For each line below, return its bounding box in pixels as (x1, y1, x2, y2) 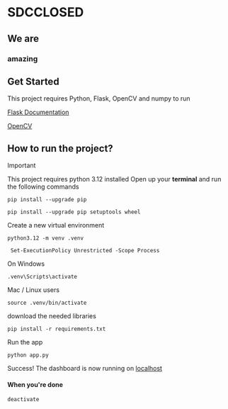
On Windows (7, 259, 45, 268)
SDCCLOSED (7, 4, 84, 21)
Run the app (7, 338, 43, 347)
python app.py (7, 352, 50, 359)
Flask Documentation (7, 108, 69, 117)
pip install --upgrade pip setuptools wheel (7, 208, 141, 216)
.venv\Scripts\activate (7, 274, 78, 281)
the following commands (7, 182, 79, 191)
